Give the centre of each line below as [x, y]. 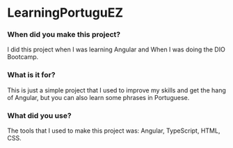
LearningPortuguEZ [65, 13]
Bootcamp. [23, 57]
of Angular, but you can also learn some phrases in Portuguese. [98, 97]
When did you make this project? [64, 35]
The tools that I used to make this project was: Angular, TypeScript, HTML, [114, 131]
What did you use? [39, 115]
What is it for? [31, 75]
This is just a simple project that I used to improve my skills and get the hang [116, 90]
